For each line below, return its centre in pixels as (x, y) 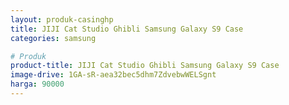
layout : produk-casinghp (62, 19)
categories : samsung (53, 38)
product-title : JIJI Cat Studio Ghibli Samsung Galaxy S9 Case (145, 66)
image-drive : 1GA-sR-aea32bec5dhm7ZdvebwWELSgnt (113, 75)
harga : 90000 (37, 84)
